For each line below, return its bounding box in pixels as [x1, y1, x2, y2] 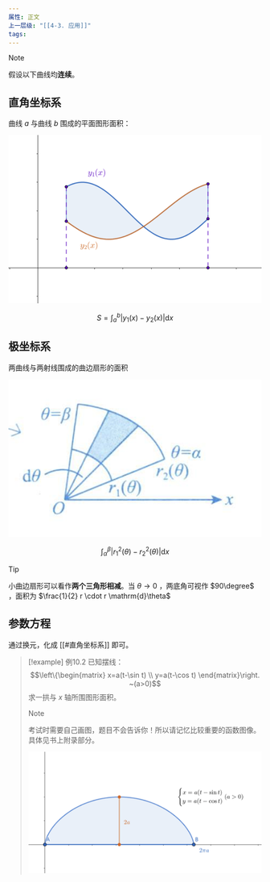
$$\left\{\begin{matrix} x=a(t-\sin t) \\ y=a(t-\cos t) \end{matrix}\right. [30, 670, 260, 680]
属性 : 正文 [8, 13, 40, 21]
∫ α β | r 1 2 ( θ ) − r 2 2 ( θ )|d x [100, 545, 170, 558]
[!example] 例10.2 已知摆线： [27, 657, 124, 667]
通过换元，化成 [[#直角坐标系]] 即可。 [8, 639, 133, 649]
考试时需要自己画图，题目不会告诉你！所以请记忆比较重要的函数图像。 [27, 725, 261, 734]
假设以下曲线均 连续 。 [8, 69, 79, 80]
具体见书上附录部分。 [27, 734, 99, 745]
